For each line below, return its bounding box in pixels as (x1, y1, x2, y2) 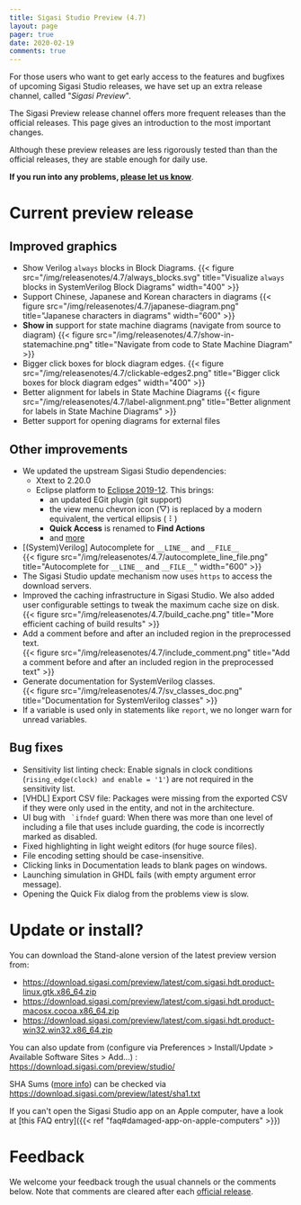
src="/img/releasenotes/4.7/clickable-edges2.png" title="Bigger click (22, 368, 280, 379)
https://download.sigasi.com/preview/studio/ (9, 1061, 175, 1072)
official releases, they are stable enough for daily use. (9, 154, 208, 165)
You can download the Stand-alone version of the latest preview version (9, 949, 277, 960)
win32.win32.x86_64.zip (22, 1024, 113, 1035)
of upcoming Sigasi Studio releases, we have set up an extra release (9, 81, 263, 92)
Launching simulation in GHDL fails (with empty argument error (22, 869, 256, 880)
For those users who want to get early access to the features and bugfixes (9, 71, 285, 82)
